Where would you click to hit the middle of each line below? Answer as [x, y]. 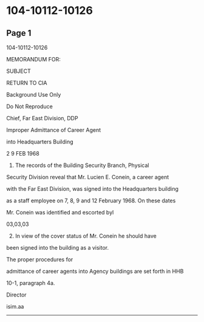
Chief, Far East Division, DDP [42, 118]
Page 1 [19, 33]
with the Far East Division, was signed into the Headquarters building [93, 189]
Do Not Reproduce [29, 106]
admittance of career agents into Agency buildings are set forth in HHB [95, 271]
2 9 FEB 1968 [23, 153]
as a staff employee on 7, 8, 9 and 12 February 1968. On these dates [91, 200]
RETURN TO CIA [27, 83]
